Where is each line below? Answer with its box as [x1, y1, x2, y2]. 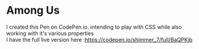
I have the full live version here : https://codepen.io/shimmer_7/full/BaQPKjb [6, 36, 193, 43]
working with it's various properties [6, 29, 94, 36]
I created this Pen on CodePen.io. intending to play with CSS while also [6, 23, 182, 30]
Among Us [6, 4, 60, 17]
